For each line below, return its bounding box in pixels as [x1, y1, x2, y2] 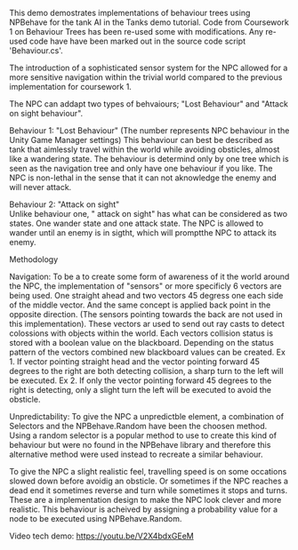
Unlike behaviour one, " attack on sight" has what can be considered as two [9, 209, 287, 219]
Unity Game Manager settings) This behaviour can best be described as [9, 135, 274, 145]
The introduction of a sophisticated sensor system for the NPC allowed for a [9, 62, 288, 73]
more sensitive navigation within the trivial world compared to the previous [9, 72, 283, 83]
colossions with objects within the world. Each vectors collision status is [9, 328, 274, 339]
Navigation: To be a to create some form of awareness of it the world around [9, 271, 290, 282]
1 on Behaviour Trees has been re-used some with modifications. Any [9, 27, 264, 36]
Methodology [9, 254, 59, 265]
